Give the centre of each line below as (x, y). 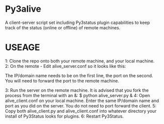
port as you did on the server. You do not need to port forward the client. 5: (81, 105)
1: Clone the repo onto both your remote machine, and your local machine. (80, 61)
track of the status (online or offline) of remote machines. (63, 27)
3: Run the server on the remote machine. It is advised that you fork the (77, 90)
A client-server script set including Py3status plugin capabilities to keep (78, 22)
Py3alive (23, 9)
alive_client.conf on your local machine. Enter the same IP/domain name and (82, 101)
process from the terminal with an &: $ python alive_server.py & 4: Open (78, 95)
